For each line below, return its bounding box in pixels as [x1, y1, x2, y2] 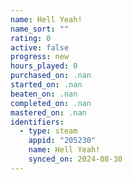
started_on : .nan [10, 80, 83, 90]
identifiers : [10, 117, 65, 127]
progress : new [10, 52, 70, 62]
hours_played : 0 [10, 61, 78, 71]
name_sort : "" [10, 24, 70, 34]
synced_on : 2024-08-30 [28, 154, 123, 164]
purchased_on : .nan [10, 71, 92, 81]
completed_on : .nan [10, 98, 92, 108]
